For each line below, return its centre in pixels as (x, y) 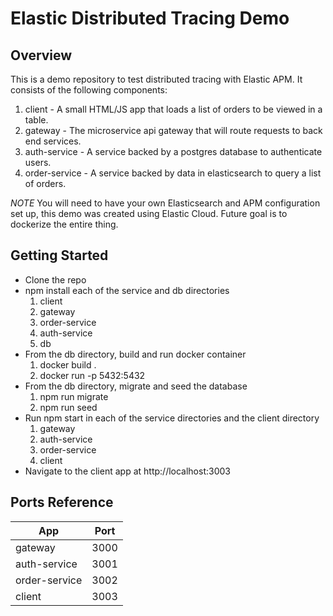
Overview (41, 55)
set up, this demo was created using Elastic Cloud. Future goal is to (149, 213)
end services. (53, 141)
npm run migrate (74, 396)
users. (38, 162)
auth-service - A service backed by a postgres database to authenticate (173, 151)
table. (36, 120)
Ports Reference (62, 502)
